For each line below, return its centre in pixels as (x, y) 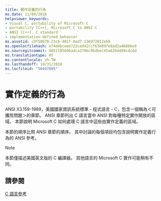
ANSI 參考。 (27, 138)
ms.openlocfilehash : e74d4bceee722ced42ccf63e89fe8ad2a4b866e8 (71, 46)
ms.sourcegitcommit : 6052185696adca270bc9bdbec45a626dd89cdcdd (71, 50)
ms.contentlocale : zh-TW (30, 60)
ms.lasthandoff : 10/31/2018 (34, 64)
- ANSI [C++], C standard (31, 32)
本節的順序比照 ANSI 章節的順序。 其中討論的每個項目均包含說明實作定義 (78, 132)
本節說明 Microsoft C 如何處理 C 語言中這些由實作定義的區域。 (78, 121)
